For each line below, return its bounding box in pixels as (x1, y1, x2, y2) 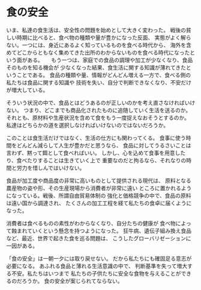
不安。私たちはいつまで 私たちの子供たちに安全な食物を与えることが (11, 270, 181, 277)
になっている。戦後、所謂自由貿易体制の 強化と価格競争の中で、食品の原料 (6, 192, 191, 199)
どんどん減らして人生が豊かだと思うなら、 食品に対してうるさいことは (16, 141, 191, 149)
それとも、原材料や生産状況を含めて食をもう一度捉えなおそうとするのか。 (6, 114, 190, 121)
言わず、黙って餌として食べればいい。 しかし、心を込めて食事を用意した (6, 149, 186, 156)
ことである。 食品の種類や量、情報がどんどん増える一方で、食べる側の (16, 71, 191, 78)
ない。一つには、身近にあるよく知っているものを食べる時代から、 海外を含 (6, 41, 192, 49)
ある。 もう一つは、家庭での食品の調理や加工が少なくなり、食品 (26, 56, 193, 64)
